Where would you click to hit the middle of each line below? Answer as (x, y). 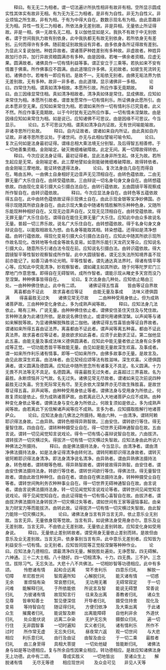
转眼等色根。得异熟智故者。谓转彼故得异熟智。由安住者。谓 (100, 465)
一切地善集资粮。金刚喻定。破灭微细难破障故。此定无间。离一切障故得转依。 (83, 149)
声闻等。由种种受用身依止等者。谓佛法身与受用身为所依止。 (96, 390)
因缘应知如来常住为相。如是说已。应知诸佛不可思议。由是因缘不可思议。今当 (83, 118)
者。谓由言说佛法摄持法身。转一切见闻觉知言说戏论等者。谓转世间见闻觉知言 (83, 489)
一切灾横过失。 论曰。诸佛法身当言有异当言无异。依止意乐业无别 (88, 514)
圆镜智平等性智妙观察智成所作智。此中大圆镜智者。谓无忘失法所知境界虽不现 (83, 254)
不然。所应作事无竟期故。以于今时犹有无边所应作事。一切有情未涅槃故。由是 (83, 112)
